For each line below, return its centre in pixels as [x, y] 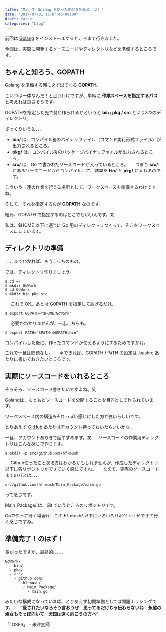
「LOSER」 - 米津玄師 [27, 624]
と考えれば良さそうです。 [31, 102]
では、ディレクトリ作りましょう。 [40, 272]
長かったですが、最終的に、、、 [35, 552]
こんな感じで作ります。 [42, 444]
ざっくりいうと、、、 [25, 129]
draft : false [19, 19]
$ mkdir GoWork [21, 286]
